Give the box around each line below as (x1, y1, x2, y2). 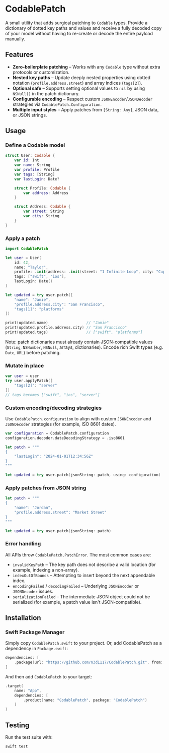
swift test (5, 744, 28, 749)
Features (5, 50, 34, 59)
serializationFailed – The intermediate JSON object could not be (12, 593, 150, 600)
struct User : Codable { (5, 153, 55, 158)
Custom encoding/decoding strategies (5, 404, 102, 411)
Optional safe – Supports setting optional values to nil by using (12, 85, 145, 91)
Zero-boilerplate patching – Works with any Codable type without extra (12, 64, 160, 70)
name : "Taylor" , (14, 265, 49, 270)
